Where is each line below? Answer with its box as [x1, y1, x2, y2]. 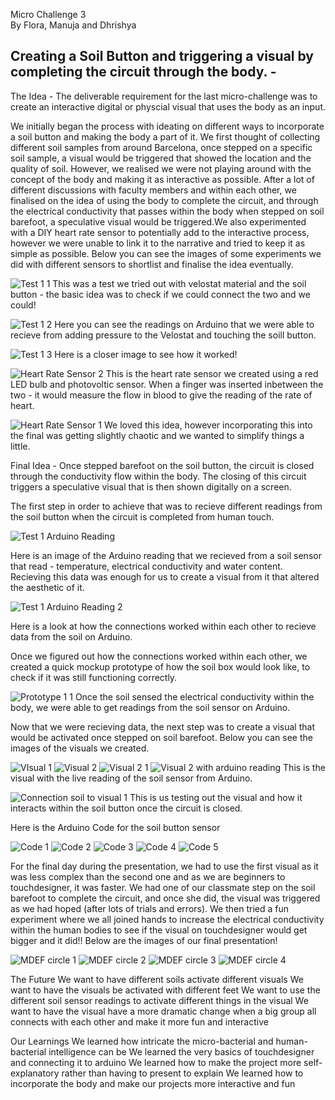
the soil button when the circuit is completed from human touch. [10, 510, 275, 523]
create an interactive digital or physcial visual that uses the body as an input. [10, 100, 326, 113]
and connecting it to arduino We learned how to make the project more [10, 1056, 302, 1068]
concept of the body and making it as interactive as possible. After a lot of [10, 173, 315, 185]
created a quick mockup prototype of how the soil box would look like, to [10, 660, 311, 673]
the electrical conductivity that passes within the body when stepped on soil [10, 205, 325, 217]
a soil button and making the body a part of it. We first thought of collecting [10, 130, 321, 143]
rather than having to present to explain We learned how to [61, 1067, 304, 1079]
